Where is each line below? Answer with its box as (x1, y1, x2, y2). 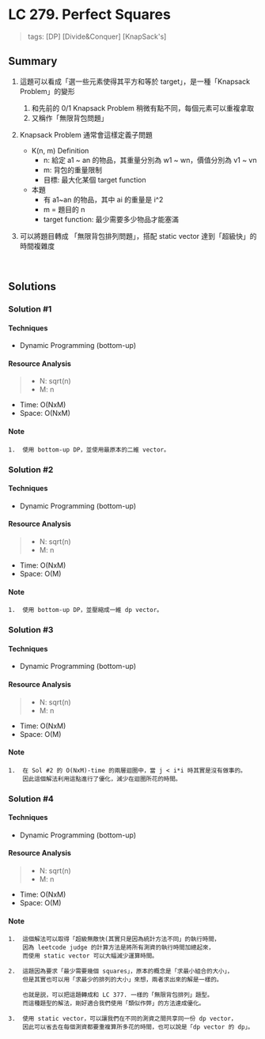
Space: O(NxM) (19, 409, 71, 418)
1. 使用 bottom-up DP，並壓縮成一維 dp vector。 (8, 606, 164, 614)
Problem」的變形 (19, 86, 75, 96)
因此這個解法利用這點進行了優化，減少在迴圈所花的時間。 (22, 775, 182, 783)
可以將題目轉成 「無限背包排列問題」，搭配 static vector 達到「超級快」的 (19, 231, 257, 240)
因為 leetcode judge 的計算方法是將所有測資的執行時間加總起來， (22, 943, 215, 952)
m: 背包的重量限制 (43, 164, 103, 175)
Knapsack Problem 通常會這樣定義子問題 (19, 130, 153, 139)
